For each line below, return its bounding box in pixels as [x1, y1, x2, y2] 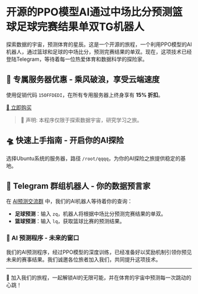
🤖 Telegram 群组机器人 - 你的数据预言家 [6, 181, 151, 191]
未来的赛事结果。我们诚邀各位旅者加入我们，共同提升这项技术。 [6, 256, 161, 263]
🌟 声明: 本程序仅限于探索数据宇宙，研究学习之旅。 [20, 116, 143, 123]
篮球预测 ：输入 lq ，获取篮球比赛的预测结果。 [14, 218, 126, 225]
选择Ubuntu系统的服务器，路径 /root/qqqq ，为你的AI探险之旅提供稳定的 [6, 155, 181, 162]
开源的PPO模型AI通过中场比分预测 [6, 5, 173, 19]
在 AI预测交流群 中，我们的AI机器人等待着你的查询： [6, 198, 133, 205]
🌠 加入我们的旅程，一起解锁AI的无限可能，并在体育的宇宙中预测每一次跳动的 [6, 274, 192, 281]
